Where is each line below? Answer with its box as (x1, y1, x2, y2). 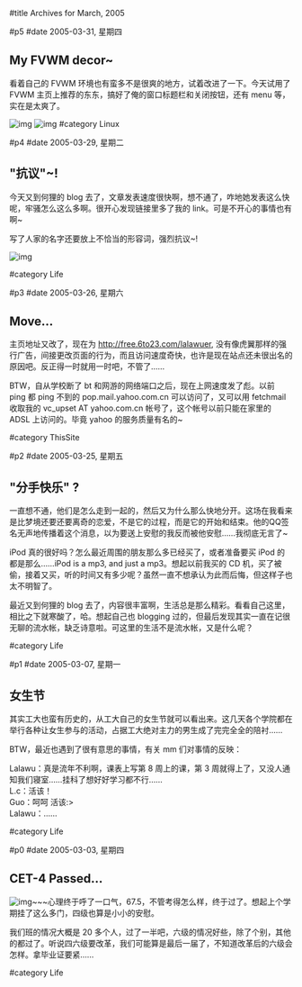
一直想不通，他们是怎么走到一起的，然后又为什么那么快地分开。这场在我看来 (9, 505, 293, 516)
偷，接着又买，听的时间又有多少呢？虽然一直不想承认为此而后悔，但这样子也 (9, 569, 293, 580)
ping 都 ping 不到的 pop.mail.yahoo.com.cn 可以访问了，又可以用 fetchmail (9, 392, 287, 403)
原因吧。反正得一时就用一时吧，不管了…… (9, 361, 165, 372)
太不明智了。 (9, 581, 57, 592)
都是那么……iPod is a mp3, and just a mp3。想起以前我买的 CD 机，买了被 (9, 558, 282, 569)
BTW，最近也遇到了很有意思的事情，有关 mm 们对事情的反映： (9, 744, 243, 755)
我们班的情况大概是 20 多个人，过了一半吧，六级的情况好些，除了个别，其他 (9, 927, 292, 937)
